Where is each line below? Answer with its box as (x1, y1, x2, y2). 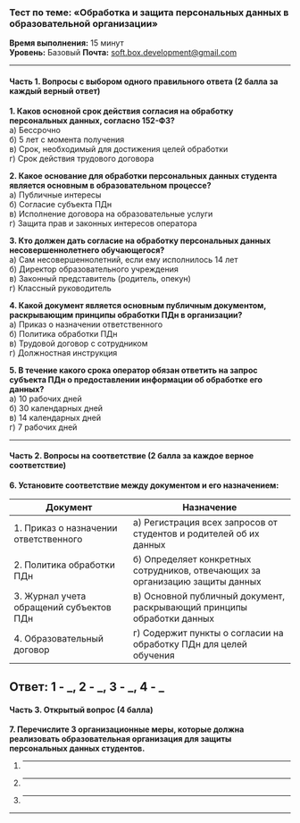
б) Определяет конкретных (132, 552, 252, 565)
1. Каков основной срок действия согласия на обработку (9, 105, 234, 116)
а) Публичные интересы (9, 189, 102, 200)
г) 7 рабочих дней (9, 422, 78, 432)
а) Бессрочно (9, 124, 61, 135)
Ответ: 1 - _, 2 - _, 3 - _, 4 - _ (9, 679, 165, 694)
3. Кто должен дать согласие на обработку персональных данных (9, 235, 271, 246)
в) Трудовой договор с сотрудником (9, 338, 149, 349)
